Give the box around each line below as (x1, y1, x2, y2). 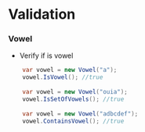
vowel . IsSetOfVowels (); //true (22, 95, 125, 103)
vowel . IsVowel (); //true (22, 73, 103, 81)
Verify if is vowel (19, 51, 74, 60)
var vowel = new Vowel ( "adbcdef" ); (22, 109, 139, 118)
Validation (8, 5, 76, 23)
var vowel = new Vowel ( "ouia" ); (22, 88, 128, 96)
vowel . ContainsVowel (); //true (22, 117, 125, 125)
